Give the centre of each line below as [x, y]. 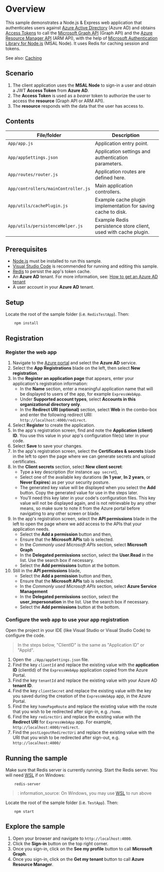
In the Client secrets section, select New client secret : [68, 467]
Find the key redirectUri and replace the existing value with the [77, 717]
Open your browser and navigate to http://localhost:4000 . [72, 838]
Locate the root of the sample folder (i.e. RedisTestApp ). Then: [67, 314]
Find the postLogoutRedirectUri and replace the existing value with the [83, 733]
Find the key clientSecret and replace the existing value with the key [82, 691]
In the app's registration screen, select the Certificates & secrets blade [84, 451]
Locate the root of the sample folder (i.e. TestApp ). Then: [62, 803]
